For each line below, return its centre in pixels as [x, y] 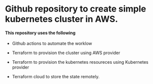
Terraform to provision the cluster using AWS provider [66, 53]
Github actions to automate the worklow [52, 43]
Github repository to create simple [76, 9]
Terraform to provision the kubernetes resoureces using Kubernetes [80, 62]
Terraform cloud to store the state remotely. [56, 77]
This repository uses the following [40, 33]
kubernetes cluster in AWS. [61, 19]
